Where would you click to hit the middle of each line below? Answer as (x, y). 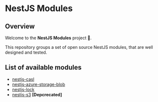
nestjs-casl (23, 79)
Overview (20, 26)
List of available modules (43, 67)
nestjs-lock (23, 89)
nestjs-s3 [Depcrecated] (37, 94)
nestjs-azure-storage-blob (38, 84)
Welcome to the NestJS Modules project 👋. (48, 38)
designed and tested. (26, 52)
